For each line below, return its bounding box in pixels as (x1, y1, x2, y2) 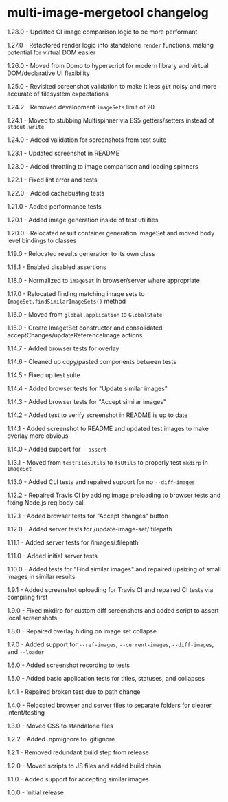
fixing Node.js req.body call (7, 498, 85, 507)
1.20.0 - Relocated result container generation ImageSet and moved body (7, 229, 215, 237)
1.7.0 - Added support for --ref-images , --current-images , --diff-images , (7, 640, 214, 648)
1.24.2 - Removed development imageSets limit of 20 (7, 103, 155, 111)
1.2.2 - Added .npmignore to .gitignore (7, 735, 115, 743)
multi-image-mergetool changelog (7, 5, 209, 21)
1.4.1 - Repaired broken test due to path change (7, 687, 141, 696)
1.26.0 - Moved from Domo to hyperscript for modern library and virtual (7, 61, 209, 70)
